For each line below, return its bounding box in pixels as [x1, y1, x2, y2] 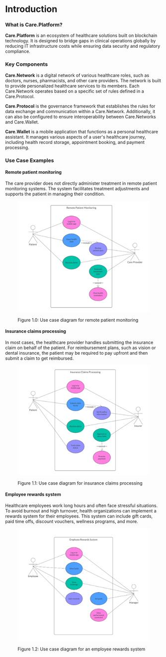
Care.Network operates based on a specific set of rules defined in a [5, 88, 144, 94]
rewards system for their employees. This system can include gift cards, [5, 513, 153, 519]
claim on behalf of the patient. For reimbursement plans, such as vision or [5, 345, 156, 351]
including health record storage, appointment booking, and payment [5, 139, 145, 145]
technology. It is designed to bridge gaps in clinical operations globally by [5, 38, 156, 44]
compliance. [5, 48, 31, 54]
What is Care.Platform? [5, 21, 63, 28]
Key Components [5, 61, 48, 68]
